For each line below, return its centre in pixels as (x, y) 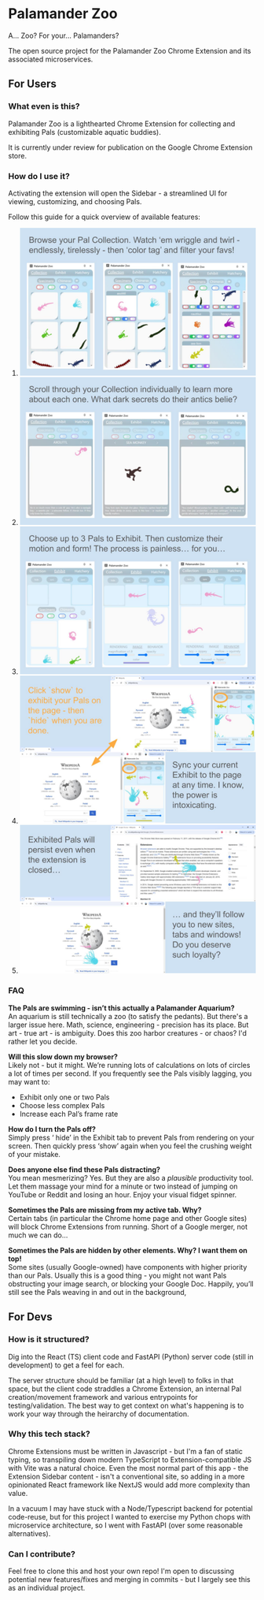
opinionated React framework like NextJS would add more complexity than (129, 1485)
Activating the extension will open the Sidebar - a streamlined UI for (118, 193)
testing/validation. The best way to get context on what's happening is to (126, 1405)
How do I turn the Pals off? (52, 1129)
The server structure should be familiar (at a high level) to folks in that (121, 1380)
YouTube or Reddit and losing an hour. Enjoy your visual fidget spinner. (123, 1194)
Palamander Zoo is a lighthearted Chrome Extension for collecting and (122, 124)
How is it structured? (49, 1339)
